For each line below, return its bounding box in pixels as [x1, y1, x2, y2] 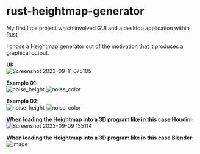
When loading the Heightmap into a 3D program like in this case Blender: [6, 134, 194, 141]
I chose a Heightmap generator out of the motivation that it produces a [6, 43, 184, 50]
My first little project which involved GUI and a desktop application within [6, 24, 190, 32]
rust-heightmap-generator [6, 4, 145, 18]
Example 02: [6, 97, 39, 105]
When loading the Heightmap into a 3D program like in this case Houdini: [6, 116, 194, 123]
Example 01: [6, 79, 38, 86]
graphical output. [6, 49, 49, 56]
